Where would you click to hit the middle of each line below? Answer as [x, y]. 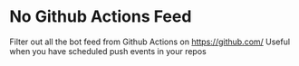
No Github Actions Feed [101, 17]
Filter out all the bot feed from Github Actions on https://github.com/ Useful [150, 42]
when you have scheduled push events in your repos [108, 51]
